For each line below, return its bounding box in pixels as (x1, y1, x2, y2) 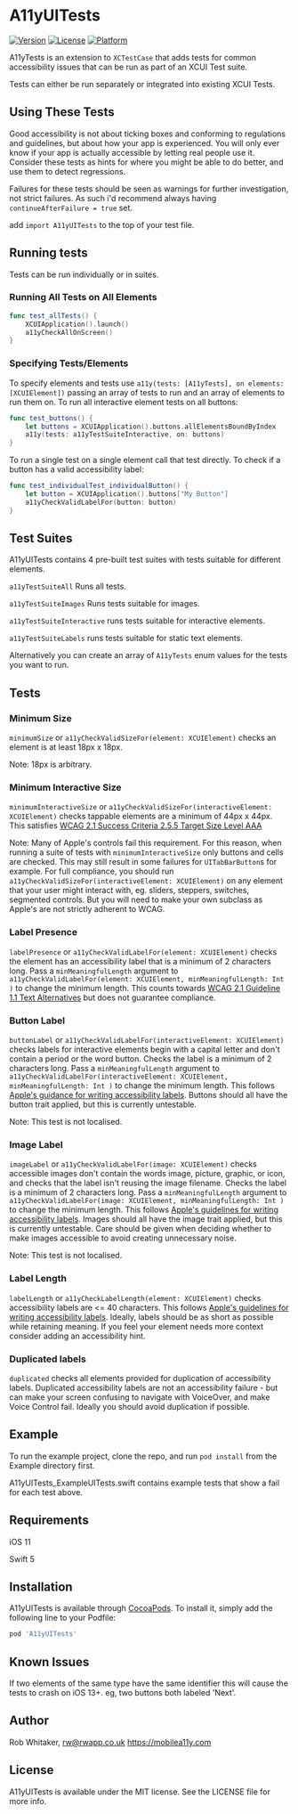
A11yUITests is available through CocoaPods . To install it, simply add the (9, 1603, 273, 1614)
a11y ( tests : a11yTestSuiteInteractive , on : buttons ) (25, 430, 225, 439)
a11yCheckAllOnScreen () (25, 328, 114, 337)
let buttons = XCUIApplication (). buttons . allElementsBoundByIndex (25, 422, 277, 431)
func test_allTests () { (9, 311, 98, 321)
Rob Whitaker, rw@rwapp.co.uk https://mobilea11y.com (9, 1737, 212, 1747)
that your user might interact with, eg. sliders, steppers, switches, (9, 885, 250, 896)
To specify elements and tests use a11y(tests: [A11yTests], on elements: (9, 378, 285, 388)
